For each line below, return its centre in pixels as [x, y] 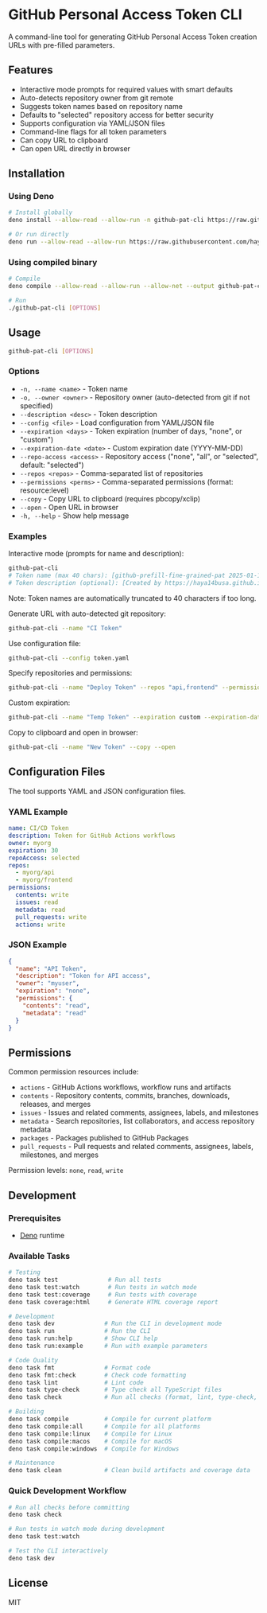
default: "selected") [52, 465]
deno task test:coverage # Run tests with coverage [103, 1295]
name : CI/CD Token [39, 828]
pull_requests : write [51, 917]
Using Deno [31, 197]
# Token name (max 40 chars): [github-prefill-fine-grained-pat [117, 575]
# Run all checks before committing [69, 1507]
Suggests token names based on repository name [101, 106]
